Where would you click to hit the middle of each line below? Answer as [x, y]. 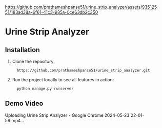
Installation [22, 50]
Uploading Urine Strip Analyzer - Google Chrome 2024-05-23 [67, 115]
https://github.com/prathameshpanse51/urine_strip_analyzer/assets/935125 [81, 7]
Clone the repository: [33, 61]
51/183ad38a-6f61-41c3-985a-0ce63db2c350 [52, 12]
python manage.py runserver [45, 89]
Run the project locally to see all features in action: [63, 79]
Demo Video [24, 103]
